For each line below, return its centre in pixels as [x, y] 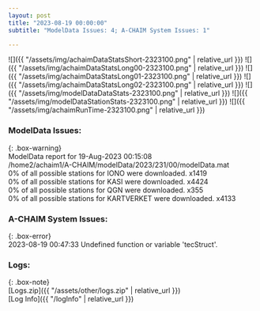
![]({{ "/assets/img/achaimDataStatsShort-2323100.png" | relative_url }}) [126, 59]
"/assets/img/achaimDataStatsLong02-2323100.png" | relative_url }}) [131, 85]
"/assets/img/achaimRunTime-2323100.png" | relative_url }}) [107, 110]
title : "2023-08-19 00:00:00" [58, 23]
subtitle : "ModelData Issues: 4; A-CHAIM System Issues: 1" [109, 30]
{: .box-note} [29, 283]
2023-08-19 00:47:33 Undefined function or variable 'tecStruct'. [113, 244]
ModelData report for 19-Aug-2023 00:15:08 [80, 156]
